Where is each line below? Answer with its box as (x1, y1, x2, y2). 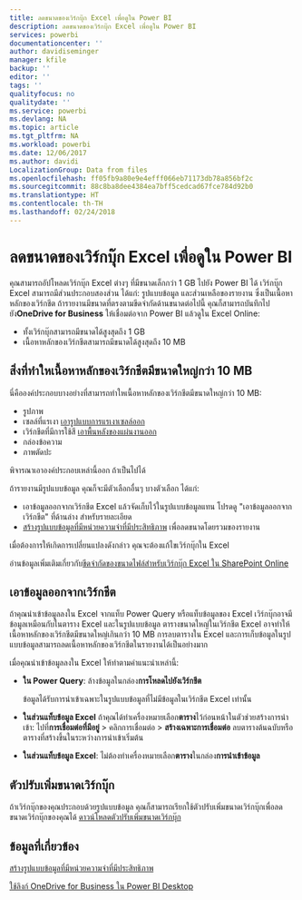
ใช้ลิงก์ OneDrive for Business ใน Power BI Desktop (9, 880, 193, 891)
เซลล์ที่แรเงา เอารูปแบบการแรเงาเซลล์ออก (22, 415, 145, 427)
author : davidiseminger (9, 47, 100, 56)
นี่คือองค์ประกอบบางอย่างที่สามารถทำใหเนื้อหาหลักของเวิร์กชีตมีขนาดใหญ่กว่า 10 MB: (9, 387, 262, 398)
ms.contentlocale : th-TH (9, 199, 103, 209)
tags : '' (9, 81, 43, 90)
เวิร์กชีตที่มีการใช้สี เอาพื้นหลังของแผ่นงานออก (22, 426, 157, 437)
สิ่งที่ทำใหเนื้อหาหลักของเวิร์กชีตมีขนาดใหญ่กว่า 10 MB (9, 363, 253, 379)
